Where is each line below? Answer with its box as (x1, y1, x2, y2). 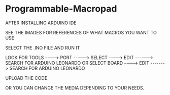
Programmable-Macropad (5, 3, 117, 15)
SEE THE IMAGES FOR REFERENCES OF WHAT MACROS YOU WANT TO (5, 29, 157, 35)
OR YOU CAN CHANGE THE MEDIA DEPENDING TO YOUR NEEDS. (5, 84, 145, 91)
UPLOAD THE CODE (5, 75, 48, 81)
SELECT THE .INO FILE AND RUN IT (5, 44, 80, 51)
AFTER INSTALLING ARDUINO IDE (5, 20, 77, 26)
